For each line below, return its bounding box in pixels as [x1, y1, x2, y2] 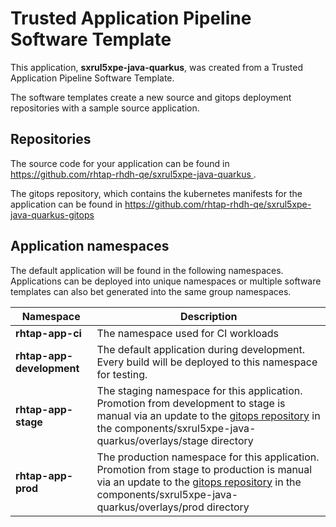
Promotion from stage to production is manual [96, 462, 313, 476]
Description [179, 309, 238, 323]
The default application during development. [96, 342, 306, 356]
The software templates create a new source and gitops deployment [10, 91, 292, 103]
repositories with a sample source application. [10, 102, 200, 114]
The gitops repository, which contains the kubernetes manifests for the [10, 187, 303, 199]
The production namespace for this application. [96, 450, 320, 464]
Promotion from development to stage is [96, 396, 286, 410]
